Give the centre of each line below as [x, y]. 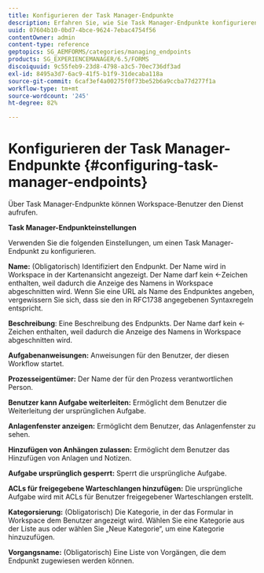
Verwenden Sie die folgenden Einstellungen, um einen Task [104, 243]
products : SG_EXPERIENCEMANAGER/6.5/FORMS [79, 60]
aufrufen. [23, 212]
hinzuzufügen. [31, 537]
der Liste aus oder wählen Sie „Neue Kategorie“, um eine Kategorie [116, 529]
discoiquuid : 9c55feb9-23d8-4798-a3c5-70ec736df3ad [94, 67]
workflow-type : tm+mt [44, 88]
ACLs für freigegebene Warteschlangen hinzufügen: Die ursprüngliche [125, 489]
